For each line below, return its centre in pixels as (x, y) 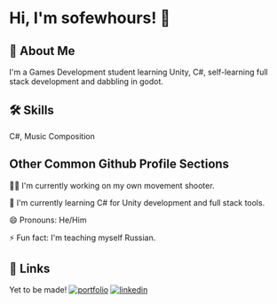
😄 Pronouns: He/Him (48, 220)
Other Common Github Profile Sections (119, 164)
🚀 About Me (42, 51)
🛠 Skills (32, 110)
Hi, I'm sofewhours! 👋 (90, 18)
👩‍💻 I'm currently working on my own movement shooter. (112, 185)
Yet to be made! (38, 290)
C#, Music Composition (52, 136)
